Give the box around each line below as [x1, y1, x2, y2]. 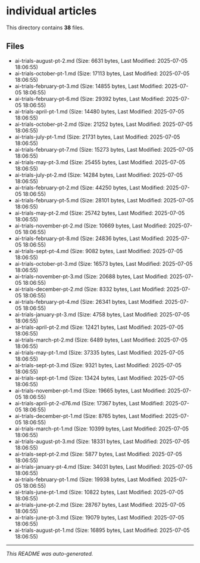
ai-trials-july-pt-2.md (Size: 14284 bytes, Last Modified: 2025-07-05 [14, 171, 183, 179]
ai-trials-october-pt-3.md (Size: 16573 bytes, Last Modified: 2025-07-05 [14, 260, 193, 267]
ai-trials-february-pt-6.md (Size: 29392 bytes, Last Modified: [14, 95, 165, 102]
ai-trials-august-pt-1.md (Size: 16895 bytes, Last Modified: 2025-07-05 [14, 527, 190, 534]
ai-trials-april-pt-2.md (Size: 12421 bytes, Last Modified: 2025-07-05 [14, 324, 184, 331]
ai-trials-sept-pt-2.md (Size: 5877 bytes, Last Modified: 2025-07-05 [14, 450, 183, 457]
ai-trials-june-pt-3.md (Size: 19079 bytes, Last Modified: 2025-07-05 [14, 513, 185, 521]
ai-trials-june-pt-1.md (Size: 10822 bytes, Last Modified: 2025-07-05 [14, 488, 184, 496]
